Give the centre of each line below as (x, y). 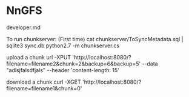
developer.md (24, 27)
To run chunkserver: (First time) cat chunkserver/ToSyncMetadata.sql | (95, 39)
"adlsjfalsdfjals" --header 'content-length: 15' (63, 70)
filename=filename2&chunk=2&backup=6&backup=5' (74, 64)
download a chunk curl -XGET (44, 82)
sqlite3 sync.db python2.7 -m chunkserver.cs (63, 45)
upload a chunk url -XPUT (39, 57)
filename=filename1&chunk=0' (44, 88)
